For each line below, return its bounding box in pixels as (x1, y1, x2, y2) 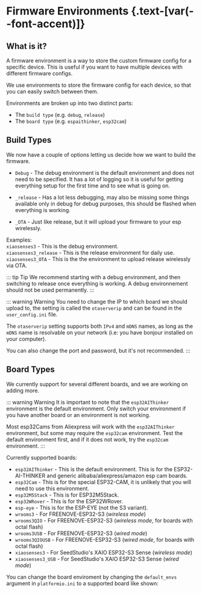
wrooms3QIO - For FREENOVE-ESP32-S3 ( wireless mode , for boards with (14, 516, 193, 524)
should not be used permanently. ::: (6, 286, 95, 293)
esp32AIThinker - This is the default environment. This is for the (14, 465, 173, 472)
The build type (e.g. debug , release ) (14, 111, 106, 118)
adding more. (6, 387, 40, 394)
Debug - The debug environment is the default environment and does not (14, 169, 195, 176)
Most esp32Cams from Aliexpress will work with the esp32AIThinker (6, 423, 175, 430)
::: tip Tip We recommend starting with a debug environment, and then (6, 273, 181, 281)
